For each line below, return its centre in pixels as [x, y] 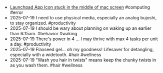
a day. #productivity [30, 44]
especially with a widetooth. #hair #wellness [55, 55]
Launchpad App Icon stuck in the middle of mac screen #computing [80, 7]
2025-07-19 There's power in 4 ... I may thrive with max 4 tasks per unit [84, 39]
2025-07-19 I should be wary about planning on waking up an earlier [80, 28]
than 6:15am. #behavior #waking [43, 34]
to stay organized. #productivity [43, 23]
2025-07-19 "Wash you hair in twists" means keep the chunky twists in [83, 60]
